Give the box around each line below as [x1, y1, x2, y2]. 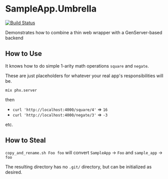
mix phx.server [5, 88, 37, 93]
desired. [5, 169, 23, 175]
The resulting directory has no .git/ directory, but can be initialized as [5, 163, 152, 169]
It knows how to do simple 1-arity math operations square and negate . [5, 63, 149, 69]
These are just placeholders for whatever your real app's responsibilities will [5, 73, 163, 79]
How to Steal [5, 136, 46, 145]
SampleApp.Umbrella [5, 3, 97, 15]
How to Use [5, 49, 42, 58]
